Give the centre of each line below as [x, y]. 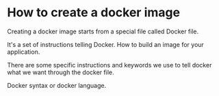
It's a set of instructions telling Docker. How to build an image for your [105, 44]
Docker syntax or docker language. [57, 85]
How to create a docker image [93, 13]
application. [24, 52]
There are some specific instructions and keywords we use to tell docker [109, 65]
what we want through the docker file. [61, 72]
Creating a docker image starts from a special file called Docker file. [103, 31]
